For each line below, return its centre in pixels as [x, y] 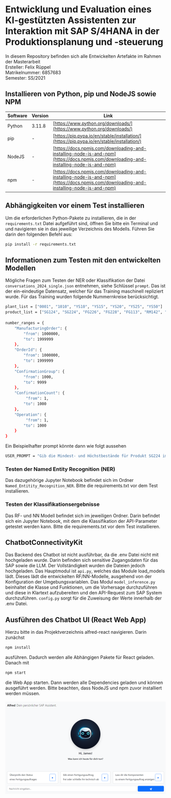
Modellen [21, 268]
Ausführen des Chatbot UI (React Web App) [76, 620]
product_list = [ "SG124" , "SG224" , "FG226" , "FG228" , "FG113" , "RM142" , [84, 312]
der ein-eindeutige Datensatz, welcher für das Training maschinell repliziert [84, 291]
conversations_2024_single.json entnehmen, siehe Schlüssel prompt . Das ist [85, 286]
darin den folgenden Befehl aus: [39, 234]
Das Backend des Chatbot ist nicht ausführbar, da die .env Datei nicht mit [82, 555]
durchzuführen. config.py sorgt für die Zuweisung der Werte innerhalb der [83, 598]
